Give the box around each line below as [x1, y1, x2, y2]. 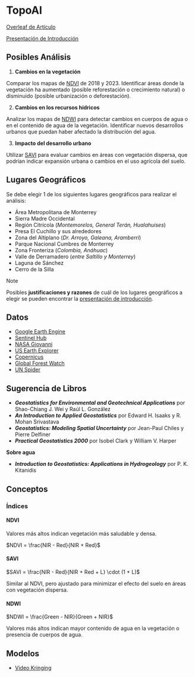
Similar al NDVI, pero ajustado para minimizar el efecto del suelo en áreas [6, 580, 186, 587]
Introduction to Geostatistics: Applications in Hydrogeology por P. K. [14, 460, 189, 468]
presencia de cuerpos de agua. [6, 631, 83, 638]
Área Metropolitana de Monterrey [14, 208, 97, 215]
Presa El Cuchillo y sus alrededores [14, 227, 102, 234]
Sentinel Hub [14, 335, 47, 342]
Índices [6, 502, 29, 510]
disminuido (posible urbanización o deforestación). [6, 92, 131, 99]
